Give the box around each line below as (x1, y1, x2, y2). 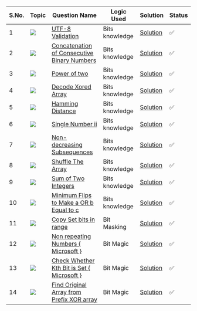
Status (169, 11, 188, 19)
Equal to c (52, 206, 79, 214)
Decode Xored (52, 83, 92, 90)
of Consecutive (52, 49, 94, 57)
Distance (52, 107, 76, 115)
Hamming (52, 100, 79, 107)
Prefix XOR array (52, 296, 98, 303)
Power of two (52, 70, 89, 77)
